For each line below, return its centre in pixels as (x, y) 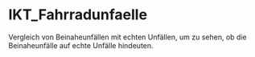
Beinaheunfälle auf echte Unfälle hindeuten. (81, 45)
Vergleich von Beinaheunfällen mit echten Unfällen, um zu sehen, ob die (127, 37)
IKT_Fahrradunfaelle (78, 15)
